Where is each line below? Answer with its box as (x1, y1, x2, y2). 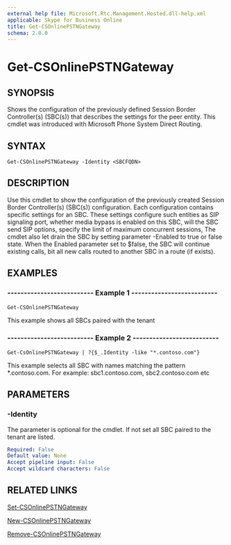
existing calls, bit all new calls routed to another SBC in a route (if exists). (7, 247, 216, 255)
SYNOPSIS (7, 87, 55, 98)
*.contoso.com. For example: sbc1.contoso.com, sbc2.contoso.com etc (7, 368, 210, 377)
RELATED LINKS (7, 485, 78, 496)
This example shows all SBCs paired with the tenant (7, 316, 155, 325)
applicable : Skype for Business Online (7, 17, 123, 24)
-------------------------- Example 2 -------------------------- (7, 334, 220, 343)
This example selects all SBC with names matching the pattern (7, 361, 186, 370)
